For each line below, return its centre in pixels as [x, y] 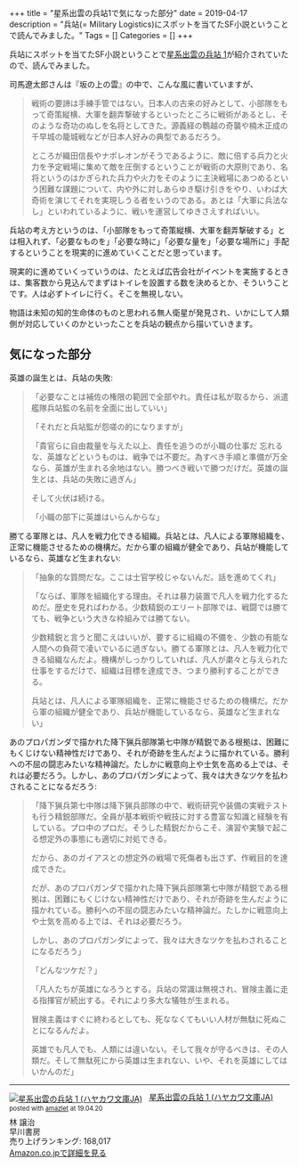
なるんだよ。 [70, 1030]
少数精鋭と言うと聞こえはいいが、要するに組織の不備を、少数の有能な [160, 637]
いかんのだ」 [54, 1071]
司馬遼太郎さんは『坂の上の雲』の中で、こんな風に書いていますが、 [133, 84]
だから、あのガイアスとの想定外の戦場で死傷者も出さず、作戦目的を [155, 857]
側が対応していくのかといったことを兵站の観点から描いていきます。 [133, 324]
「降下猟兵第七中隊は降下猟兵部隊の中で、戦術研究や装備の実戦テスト [160, 805]
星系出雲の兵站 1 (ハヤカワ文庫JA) [211, 1097]
